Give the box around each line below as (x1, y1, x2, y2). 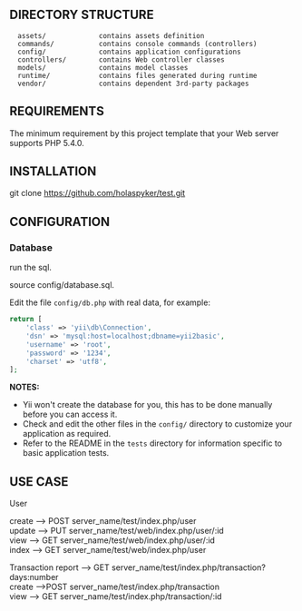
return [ (9, 315, 43, 324)
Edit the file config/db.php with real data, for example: (9, 297, 211, 308)
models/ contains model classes (17, 63, 189, 72)
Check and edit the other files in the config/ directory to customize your (22, 419, 293, 429)
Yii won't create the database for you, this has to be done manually (22, 399, 273, 410)
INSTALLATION (9, 163, 97, 180)
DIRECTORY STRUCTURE (9, 7, 154, 23)
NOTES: (9, 381, 40, 393)
